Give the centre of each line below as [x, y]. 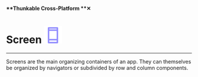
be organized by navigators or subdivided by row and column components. [97, 68]
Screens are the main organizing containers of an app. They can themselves [99, 61]
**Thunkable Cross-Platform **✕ [49, 8]
